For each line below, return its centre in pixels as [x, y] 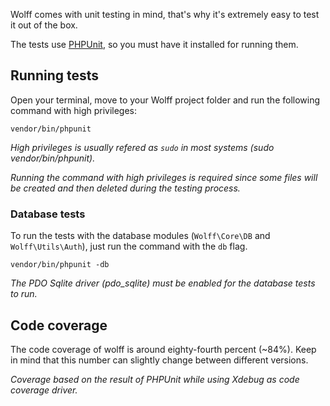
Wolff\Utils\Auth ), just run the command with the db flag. [129, 246]
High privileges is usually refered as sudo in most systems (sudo [142, 147]
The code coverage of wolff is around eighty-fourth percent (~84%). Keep [163, 349]
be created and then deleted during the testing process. [125, 188]
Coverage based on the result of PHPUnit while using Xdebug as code [155, 379]
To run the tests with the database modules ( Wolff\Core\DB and [140, 236]
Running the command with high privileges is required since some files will [164, 177]
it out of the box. [44, 25]
